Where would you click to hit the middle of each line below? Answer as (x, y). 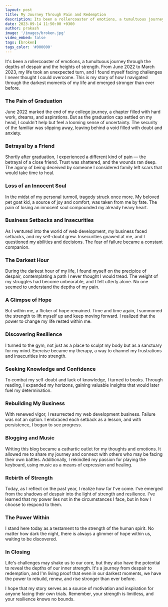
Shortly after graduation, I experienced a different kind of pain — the (76, 157)
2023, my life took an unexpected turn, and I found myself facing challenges (84, 72)
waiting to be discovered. (31, 539)
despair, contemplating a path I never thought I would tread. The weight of (82, 276)
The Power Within (27, 517)
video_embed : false (25, 38)
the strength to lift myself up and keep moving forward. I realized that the (80, 316)
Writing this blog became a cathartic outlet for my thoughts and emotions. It (83, 449)
